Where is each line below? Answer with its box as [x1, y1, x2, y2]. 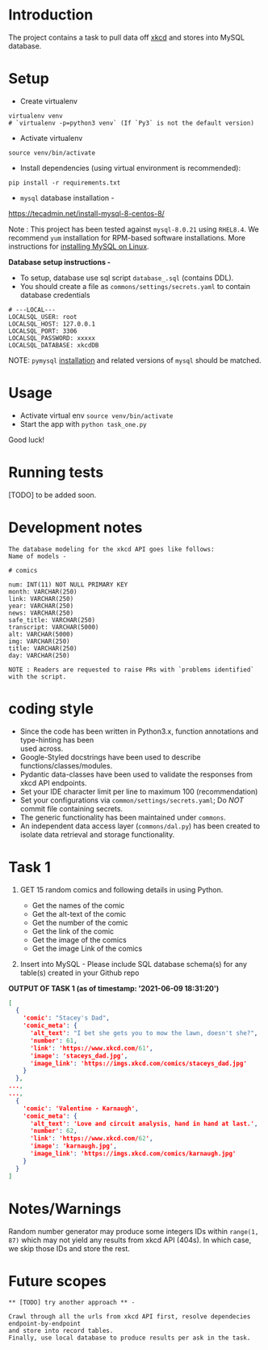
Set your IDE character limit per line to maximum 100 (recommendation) [19, 786, 258, 796]
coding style [8, 699, 94, 718]
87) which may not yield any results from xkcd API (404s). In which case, [8, 1235, 252, 1245]
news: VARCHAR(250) [8, 609, 74, 617]
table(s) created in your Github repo [19, 968, 140, 977]
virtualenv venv [8, 112, 63, 120]
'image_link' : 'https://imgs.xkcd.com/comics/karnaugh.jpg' [29, 1150, 237, 1158]
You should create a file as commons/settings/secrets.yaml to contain [19, 281, 251, 291]
